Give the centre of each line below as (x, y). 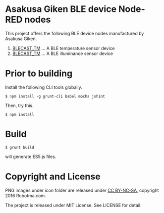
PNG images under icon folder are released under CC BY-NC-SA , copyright (82, 190)
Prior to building (39, 74)
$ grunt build (20, 147)
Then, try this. (19, 106)
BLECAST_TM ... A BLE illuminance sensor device (62, 53)
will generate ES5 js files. (31, 157)
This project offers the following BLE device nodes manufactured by (75, 33)
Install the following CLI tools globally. (44, 87)
